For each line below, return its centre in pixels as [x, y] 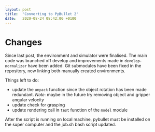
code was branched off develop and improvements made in [64, 61]
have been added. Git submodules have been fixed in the [85, 66]
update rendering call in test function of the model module [70, 110]
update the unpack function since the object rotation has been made [79, 90]
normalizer [16, 66]
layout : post [18, 9]
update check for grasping [38, 105]
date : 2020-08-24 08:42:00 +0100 [41, 18]
